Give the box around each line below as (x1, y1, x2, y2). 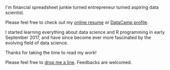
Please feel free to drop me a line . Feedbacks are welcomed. (5, 59, 132, 65)
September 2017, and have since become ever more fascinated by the (5, 35, 151, 40)
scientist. (5, 10, 24, 16)
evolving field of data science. (5, 40, 69, 46)
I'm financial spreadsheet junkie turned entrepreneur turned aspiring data (5, 5, 159, 10)
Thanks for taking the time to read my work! (5, 50, 97, 55)
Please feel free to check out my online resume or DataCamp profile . (5, 20, 149, 25)
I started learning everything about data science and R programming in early (5, 29, 165, 35)
